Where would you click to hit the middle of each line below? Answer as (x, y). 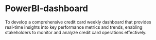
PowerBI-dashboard (47, 9)
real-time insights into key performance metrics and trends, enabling (74, 27)
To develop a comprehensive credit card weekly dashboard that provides (78, 22)
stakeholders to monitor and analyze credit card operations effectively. (76, 32)
